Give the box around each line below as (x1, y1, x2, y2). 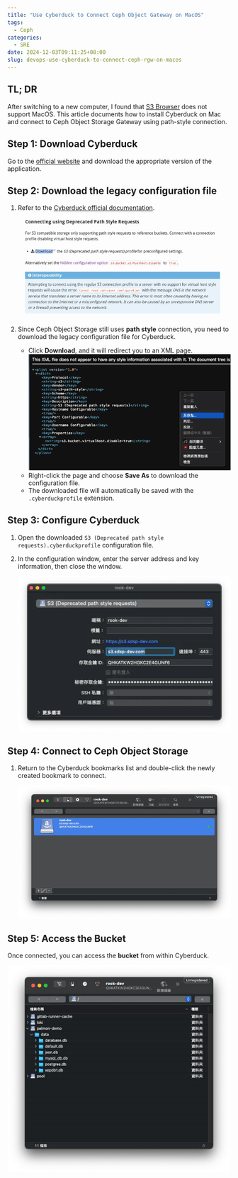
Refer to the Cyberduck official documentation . (17, 204, 155, 212)
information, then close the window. (17, 562, 123, 570)
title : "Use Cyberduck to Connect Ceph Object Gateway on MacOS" (7, 11, 204, 18)
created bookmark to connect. (17, 771, 106, 779)
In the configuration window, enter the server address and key (17, 554, 200, 563)
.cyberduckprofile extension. (28, 494, 115, 502)
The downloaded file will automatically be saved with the (28, 486, 194, 494)
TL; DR (7, 84, 38, 96)
